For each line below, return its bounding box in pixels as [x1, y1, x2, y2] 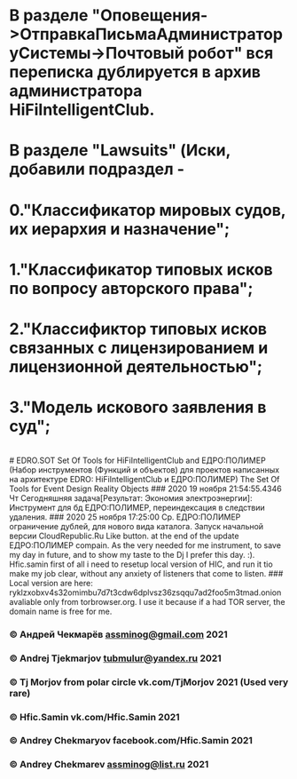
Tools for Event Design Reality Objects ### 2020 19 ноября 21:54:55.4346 [9, 483, 282, 494]
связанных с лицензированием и [9, 338, 269, 358]
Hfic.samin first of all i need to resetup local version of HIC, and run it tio [9, 559, 273, 569]
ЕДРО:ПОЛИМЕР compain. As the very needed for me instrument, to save [9, 539, 282, 551]
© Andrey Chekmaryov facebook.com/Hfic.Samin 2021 [9, 735, 253, 747]
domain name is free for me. [9, 606, 113, 616]
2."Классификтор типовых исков [9, 319, 268, 338]
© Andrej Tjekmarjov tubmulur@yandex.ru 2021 [9, 652, 222, 664]
